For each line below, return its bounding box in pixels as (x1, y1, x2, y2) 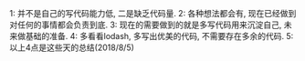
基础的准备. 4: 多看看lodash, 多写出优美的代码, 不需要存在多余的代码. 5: (25, 31, 294, 41)
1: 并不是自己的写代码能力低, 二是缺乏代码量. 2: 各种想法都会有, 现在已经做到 (9, 8, 297, 18)
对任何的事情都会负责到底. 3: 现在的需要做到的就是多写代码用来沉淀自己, (9, 19, 282, 30)
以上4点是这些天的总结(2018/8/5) (9, 42, 135, 53)
